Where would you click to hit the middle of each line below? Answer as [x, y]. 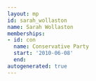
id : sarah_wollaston [37, 20]
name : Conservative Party [52, 46]
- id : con [22, 40]
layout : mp [23, 14]
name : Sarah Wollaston [40, 27]
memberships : [26, 33]
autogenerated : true [37, 66]
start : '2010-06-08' [43, 54]
